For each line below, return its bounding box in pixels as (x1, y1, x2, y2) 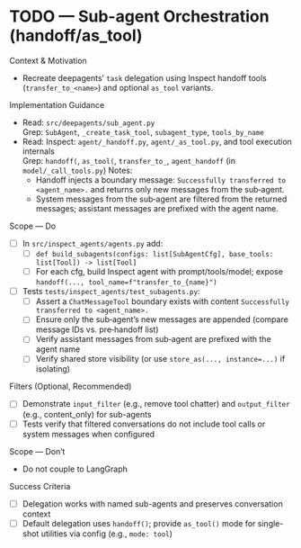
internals (22, 146, 56, 157)
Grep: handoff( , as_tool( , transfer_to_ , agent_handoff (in (22, 155, 236, 166)
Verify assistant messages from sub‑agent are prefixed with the (35, 334, 271, 345)
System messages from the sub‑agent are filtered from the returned (35, 193, 288, 204)
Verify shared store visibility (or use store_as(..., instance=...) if (35, 354, 286, 364)
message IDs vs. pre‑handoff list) (35, 324, 159, 335)
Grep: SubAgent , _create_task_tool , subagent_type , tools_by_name (22, 126, 265, 137)
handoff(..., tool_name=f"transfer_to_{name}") (35, 278, 217, 287)
